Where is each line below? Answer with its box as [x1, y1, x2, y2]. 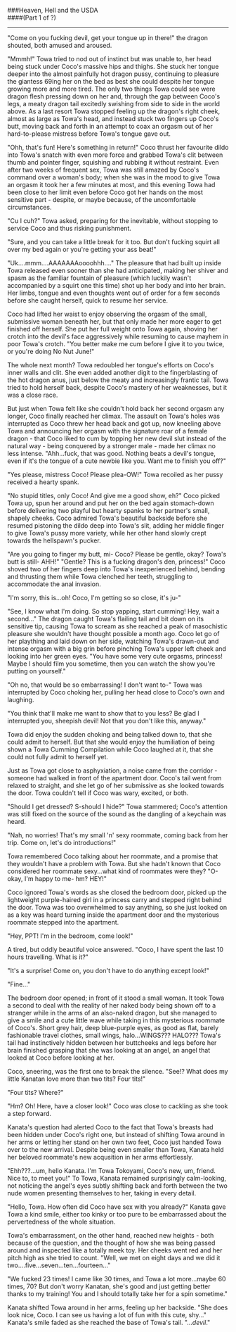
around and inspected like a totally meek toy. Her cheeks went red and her [7, 1246, 223, 1255]
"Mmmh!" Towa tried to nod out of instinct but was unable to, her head [7, 55, 212, 63]
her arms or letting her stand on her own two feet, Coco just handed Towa [7, 1138, 222, 1146]
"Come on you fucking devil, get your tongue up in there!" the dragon [7, 34, 209, 42]
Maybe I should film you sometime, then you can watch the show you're [7, 659, 216, 668]
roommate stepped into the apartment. [7, 918, 119, 926]
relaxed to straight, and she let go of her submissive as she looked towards [7, 781, 225, 789]
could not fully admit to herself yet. [7, 753, 109, 761]
